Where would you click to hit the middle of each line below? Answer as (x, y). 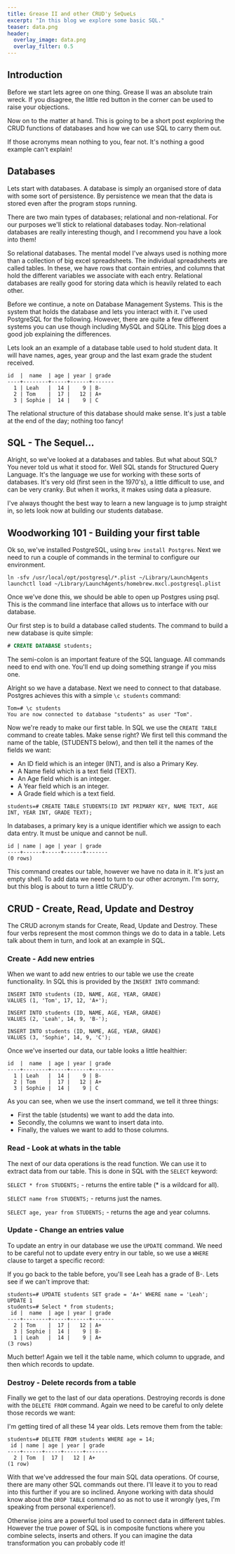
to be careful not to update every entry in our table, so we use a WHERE (108, 1253)
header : (19, 33)
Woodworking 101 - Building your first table (104, 533)
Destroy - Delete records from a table (72, 1382)
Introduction (35, 75)
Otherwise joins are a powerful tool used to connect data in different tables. (116, 1521)
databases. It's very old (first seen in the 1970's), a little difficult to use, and (116, 482)
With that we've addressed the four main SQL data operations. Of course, (113, 1477)
